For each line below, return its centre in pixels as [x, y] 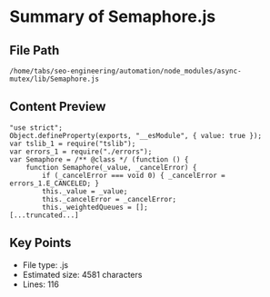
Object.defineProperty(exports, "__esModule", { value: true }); [135, 135]
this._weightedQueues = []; [95, 207]
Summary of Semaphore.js [113, 17]
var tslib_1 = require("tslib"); [73, 144]
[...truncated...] [44, 215]
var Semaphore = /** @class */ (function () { [99, 159]
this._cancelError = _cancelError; [110, 199]
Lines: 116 [40, 284]
